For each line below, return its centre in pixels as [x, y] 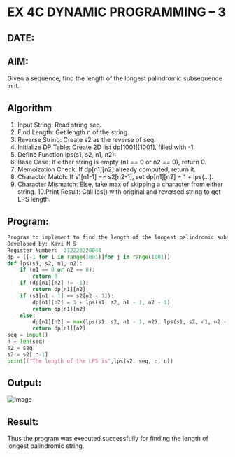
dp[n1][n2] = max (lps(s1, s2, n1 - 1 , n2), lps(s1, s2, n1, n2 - [130, 322]
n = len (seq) [26, 342]
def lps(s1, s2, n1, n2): [45, 263]
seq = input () [28, 335]
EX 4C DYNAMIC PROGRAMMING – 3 [116, 12]
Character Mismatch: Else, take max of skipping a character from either [120, 184]
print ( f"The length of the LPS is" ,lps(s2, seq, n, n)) [90, 361]
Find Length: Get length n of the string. [73, 132]
